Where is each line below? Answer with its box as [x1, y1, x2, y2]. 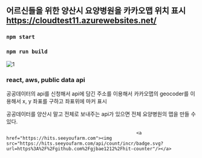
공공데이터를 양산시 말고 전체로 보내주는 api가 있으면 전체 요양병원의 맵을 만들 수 [6, 110, 197, 118]
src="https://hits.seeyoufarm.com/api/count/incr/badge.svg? [6, 141, 164, 147]
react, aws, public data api [6, 75, 86, 84]
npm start [6, 34, 35, 40]
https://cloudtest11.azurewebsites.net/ [6, 16, 157, 26]
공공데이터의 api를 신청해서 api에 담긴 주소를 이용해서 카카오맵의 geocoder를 [6, 90, 189, 97]
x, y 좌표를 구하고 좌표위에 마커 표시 [22, 97, 108, 104]
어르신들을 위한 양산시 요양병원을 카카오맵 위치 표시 [6, 5, 186, 16]
